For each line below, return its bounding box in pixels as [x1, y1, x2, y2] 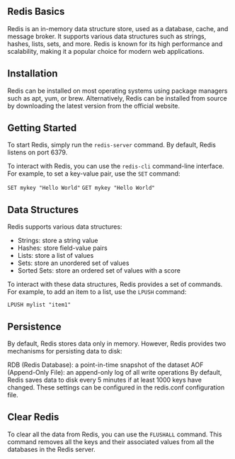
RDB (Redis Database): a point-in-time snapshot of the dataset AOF [7, 361, 204, 369]
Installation [7, 67, 58, 80]
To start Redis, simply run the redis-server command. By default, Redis [7, 141, 216, 149]
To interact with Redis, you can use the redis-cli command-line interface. [7, 162, 224, 171]
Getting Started [7, 122, 77, 134]
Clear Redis [7, 411, 59, 424]
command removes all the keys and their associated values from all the [7, 437, 214, 446]
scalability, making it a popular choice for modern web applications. [7, 47, 205, 55]
